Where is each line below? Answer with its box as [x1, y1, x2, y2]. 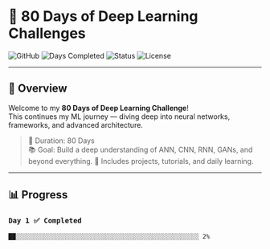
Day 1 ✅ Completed [8, 216, 82, 226]
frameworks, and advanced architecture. [8, 120, 143, 129]
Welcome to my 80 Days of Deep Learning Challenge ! [8, 103, 189, 112]
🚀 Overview [8, 82, 67, 96]
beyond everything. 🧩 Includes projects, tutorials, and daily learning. [27, 156, 254, 165]
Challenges [8, 24, 86, 43]
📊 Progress [8, 188, 68, 202]
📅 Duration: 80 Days [27, 136, 95, 145]
